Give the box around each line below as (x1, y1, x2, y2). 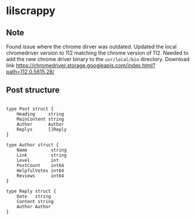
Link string (16, 152, 67, 158)
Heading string (16, 111, 65, 117)
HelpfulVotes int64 (16, 168, 65, 174)
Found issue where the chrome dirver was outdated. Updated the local (6, 43, 177, 50)
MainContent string (16, 116, 65, 122)
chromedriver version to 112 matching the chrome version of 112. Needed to (6, 49, 189, 56)
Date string (16, 193, 51, 199)
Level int (16, 157, 59, 163)
